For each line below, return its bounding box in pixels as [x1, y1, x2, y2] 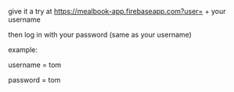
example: [8, 45, 38, 54]
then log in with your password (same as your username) [8, 30, 192, 39]
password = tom [8, 76, 61, 84]
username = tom [8, 60, 62, 69]
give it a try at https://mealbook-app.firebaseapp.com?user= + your [8, 7, 226, 16]
